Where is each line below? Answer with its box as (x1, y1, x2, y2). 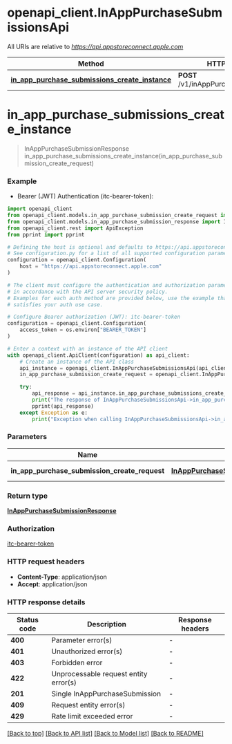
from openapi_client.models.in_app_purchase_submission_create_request (7, 212, 217, 219)
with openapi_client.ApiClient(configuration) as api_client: (7, 351, 190, 359)
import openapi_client (7, 205, 72, 212)
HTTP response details (7, 597, 86, 606)
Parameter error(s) (51, 635, 113, 645)
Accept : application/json (17, 579, 88, 588)
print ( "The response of (32, 396, 100, 404)
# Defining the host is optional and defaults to (7, 243, 153, 250)
